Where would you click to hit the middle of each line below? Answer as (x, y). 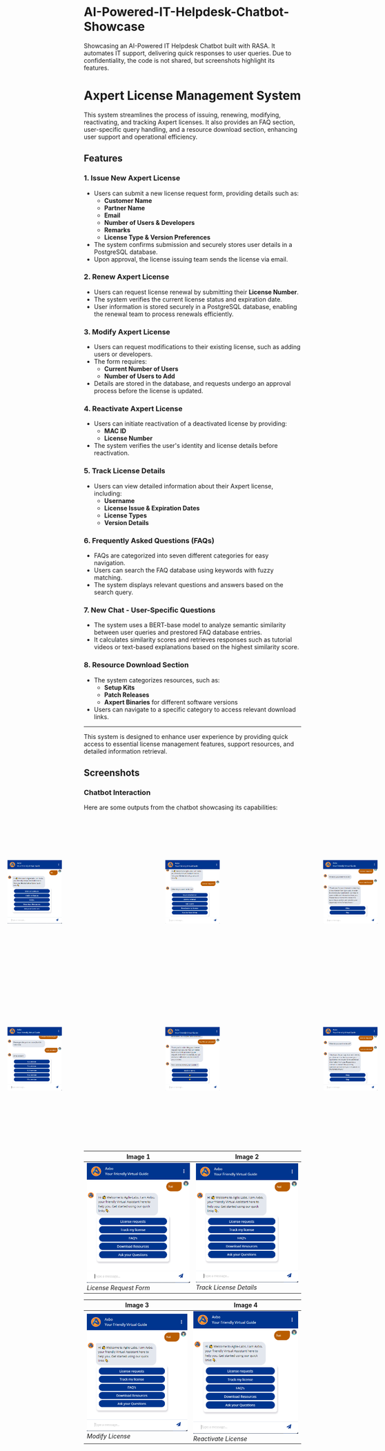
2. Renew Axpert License (127, 277)
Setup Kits (119, 687)
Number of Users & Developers (149, 222)
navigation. (110, 563)
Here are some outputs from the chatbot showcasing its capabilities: (181, 807)
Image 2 (247, 1156)
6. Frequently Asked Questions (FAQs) (149, 540)
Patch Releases (127, 695)
